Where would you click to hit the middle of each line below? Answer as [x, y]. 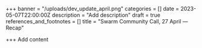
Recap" [15, 28]
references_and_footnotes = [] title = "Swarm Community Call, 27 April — [97, 21]
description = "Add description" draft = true [106, 15]
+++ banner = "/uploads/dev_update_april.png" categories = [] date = [93, 9]
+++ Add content [27, 39]
